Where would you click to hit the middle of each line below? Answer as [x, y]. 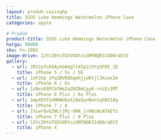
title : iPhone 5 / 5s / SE [50, 72]
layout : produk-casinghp [37, 12]
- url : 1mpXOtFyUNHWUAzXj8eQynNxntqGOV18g [65, 100]
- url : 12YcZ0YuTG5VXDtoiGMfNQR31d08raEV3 [65, 122]
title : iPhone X [37, 128]
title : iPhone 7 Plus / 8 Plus [56, 117]
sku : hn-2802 [22, 50]
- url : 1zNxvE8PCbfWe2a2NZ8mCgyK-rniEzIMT [65, 89]
